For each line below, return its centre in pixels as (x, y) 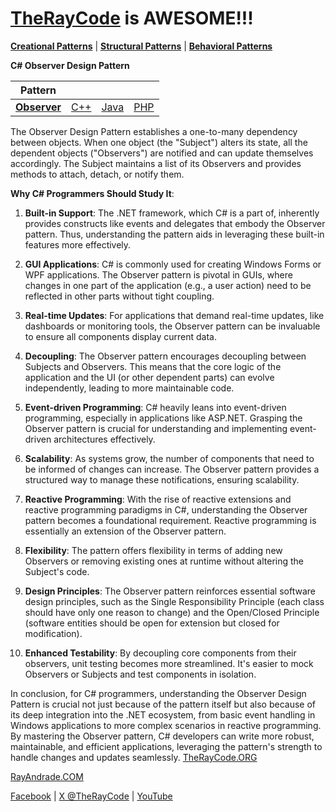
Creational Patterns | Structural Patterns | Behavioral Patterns (141, 46)
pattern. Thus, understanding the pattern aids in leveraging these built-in (174, 234)
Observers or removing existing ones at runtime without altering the (164, 561)
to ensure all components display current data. (120, 336)
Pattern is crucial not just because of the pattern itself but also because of (163, 704)
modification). (53, 633)
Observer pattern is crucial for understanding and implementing (156, 428)
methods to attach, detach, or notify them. (97, 174)
